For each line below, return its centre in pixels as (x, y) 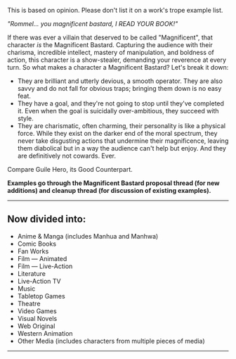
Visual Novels (37, 318)
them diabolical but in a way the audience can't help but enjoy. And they (122, 148)
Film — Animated (42, 258)
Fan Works (33, 251)
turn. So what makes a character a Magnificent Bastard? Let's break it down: (118, 67)
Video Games (37, 311)
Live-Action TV (39, 281)
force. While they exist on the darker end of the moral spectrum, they (117, 133)
